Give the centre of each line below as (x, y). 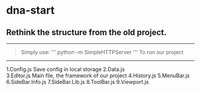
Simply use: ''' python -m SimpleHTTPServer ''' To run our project (102, 52)
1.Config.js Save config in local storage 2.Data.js (66, 69)
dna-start (31, 10)
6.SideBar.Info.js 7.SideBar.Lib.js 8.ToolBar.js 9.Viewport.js (77, 82)
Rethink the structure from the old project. (86, 32)
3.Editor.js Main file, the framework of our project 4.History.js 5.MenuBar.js (98, 76)
